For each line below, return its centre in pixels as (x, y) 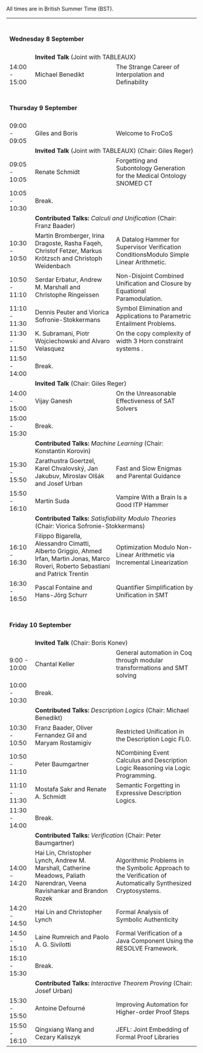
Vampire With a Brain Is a (151, 497)
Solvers (127, 409)
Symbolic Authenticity (147, 920)
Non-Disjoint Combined (150, 276)
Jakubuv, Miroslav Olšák (70, 476)
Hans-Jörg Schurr (61, 595)
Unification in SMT (142, 595)
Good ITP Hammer (142, 505)
